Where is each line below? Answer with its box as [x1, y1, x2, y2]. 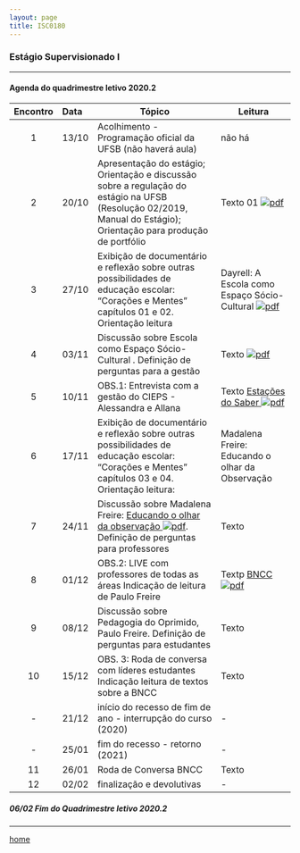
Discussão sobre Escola [96, 331, 198, 344]
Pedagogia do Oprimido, [96, 616, 199, 628]
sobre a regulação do [96, 180, 187, 192]
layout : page [9, 13, 58, 22]
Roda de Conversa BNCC [96, 764, 204, 775]
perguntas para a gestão [96, 365, 201, 377]
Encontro [13, 105, 54, 117]
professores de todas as [96, 568, 199, 581]
